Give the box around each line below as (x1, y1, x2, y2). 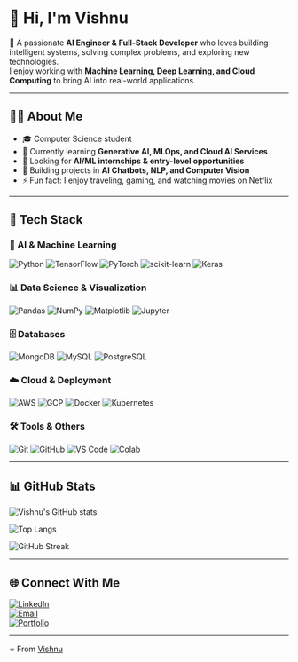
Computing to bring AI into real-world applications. (9, 75, 197, 85)
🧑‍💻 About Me (9, 109, 83, 124)
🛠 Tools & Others (9, 421, 86, 433)
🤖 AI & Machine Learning (9, 239, 117, 251)
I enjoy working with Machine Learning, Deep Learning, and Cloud (9, 66, 255, 76)
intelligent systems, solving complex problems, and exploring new (9, 46, 250, 57)
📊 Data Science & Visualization (9, 281, 147, 294)
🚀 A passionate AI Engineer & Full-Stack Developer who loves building (9, 37, 269, 48)
